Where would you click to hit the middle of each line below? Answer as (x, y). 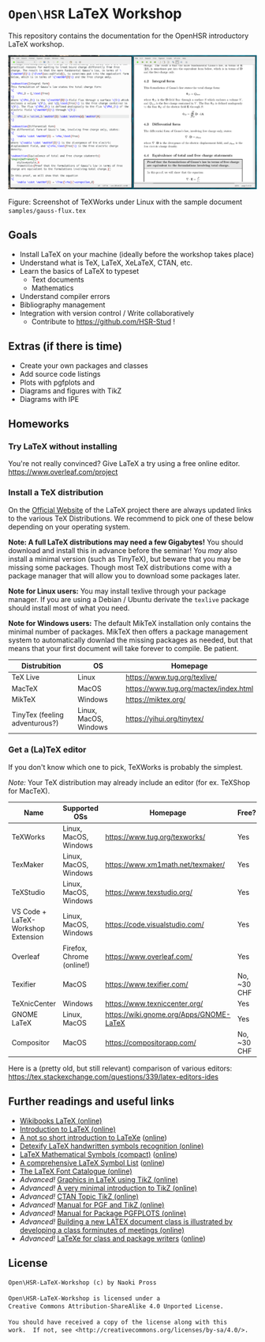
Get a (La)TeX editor (47, 750)
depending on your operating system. (69, 526)
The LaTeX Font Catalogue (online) (76, 1171)
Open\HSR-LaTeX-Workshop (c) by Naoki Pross (82, 1283)
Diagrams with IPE (49, 399)
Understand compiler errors (65, 296)
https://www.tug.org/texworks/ (155, 836)
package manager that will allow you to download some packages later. (124, 575)
